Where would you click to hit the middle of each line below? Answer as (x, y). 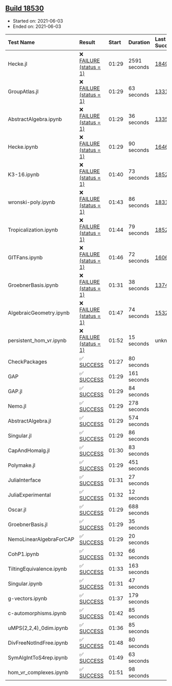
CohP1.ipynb (24, 554)
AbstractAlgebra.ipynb (35, 119)
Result (87, 42)
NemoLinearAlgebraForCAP (41, 539)
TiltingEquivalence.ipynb (38, 569)
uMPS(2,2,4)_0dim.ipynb (38, 628)
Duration (139, 42)
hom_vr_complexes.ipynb (38, 672)
